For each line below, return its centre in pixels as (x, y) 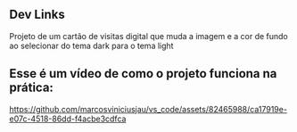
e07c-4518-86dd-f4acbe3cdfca (68, 119)
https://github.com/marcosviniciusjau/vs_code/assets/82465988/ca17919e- (148, 109)
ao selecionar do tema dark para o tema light (91, 45)
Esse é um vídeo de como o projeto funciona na (143, 74)
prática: (31, 88)
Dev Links (37, 15)
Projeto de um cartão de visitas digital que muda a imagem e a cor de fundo (148, 36)
